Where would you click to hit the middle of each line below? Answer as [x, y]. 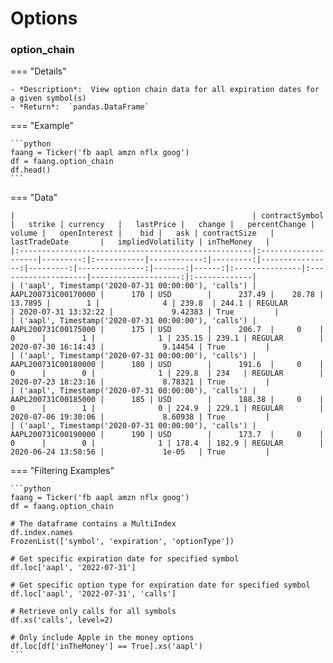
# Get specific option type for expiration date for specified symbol [160, 585]
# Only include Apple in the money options [102, 638]
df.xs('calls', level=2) [62, 620]
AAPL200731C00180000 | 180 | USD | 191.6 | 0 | [167, 365]
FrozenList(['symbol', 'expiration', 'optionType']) [122, 542]
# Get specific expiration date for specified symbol [125, 559]
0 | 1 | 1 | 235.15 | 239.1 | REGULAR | [167, 338]
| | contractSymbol [167, 216]
